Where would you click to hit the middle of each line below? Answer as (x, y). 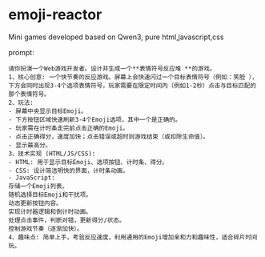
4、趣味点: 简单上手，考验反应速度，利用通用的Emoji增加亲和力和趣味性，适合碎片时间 (133, 237)
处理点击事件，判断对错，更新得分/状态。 (67, 220)
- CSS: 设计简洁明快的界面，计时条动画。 (69, 171)
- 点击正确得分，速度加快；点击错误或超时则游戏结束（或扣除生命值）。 (109, 137)
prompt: (21, 52)
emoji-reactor (55, 15)
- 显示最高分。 (30, 145)
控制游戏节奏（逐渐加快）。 (46, 229)
